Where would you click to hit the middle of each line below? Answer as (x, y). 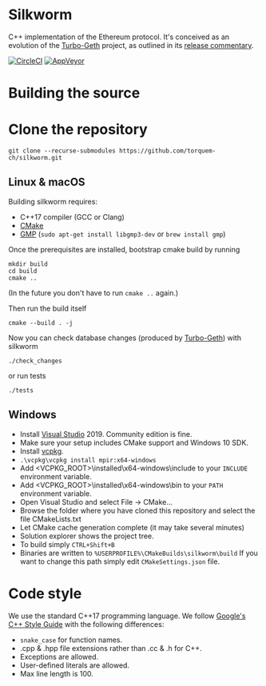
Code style (45, 593)
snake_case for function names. (71, 640)
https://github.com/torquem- (167, 151)
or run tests (27, 375)
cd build (23, 271)
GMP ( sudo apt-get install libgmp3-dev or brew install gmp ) (123, 234)
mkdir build (28, 264)
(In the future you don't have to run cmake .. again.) (93, 292)
